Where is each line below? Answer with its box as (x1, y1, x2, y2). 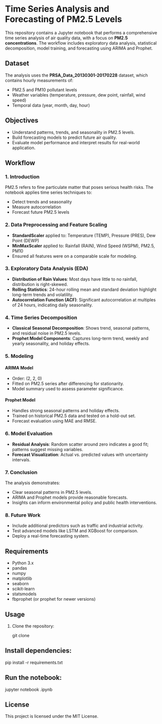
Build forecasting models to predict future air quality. (12, 135, 117, 140)
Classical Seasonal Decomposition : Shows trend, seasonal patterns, (12, 325, 150, 331)
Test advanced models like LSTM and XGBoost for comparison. (12, 528, 139, 534)
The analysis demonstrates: (5, 480, 60, 486)
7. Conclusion (5, 469, 38, 475)
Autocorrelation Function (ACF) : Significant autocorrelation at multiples (12, 297, 156, 303)
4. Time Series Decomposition (5, 314, 77, 321)
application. (12, 145, 36, 151)
